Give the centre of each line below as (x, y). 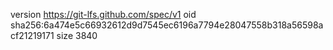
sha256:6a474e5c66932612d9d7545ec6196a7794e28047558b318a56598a (167, 25)
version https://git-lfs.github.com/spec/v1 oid (103, 14)
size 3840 (77, 35)
